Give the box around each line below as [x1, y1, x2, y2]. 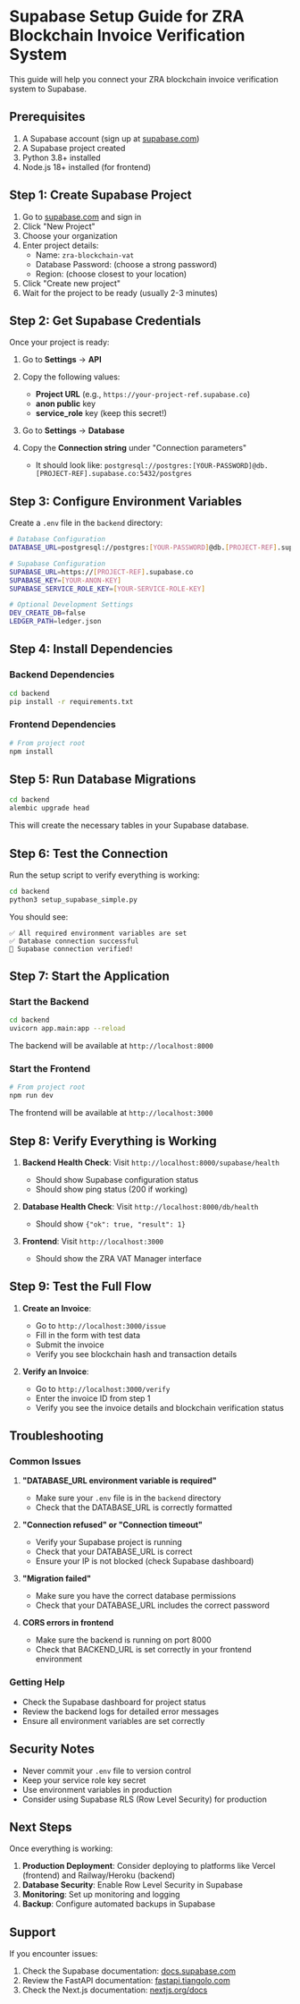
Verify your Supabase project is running [35, 1537, 182, 1548]
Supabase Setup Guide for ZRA [9, 6, 245, 27]
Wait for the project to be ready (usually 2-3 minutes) [21, 287, 219, 298]
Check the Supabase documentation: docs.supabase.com [21, 1966, 237, 1976]
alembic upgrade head [9, 803, 90, 813]
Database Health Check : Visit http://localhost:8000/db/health [21, 1201, 259, 1211]
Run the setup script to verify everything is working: [9, 870, 200, 880]
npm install [9, 747, 54, 756]
